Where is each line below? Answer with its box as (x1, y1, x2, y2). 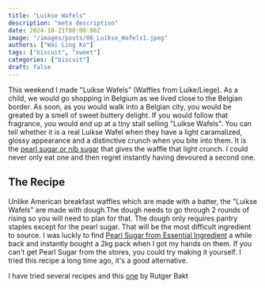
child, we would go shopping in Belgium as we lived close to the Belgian (8, 93, 243, 103)
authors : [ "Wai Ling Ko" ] (8, 41, 93, 49)
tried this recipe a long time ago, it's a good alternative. (8, 255, 188, 265)
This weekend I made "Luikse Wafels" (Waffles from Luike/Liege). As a (8, 85, 239, 94)
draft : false (8, 63, 51, 71)
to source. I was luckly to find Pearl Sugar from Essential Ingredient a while (8, 230, 252, 240)
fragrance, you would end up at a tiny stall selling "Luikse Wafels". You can (8, 118, 252, 128)
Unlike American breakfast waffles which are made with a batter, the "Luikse (8, 196, 258, 206)
